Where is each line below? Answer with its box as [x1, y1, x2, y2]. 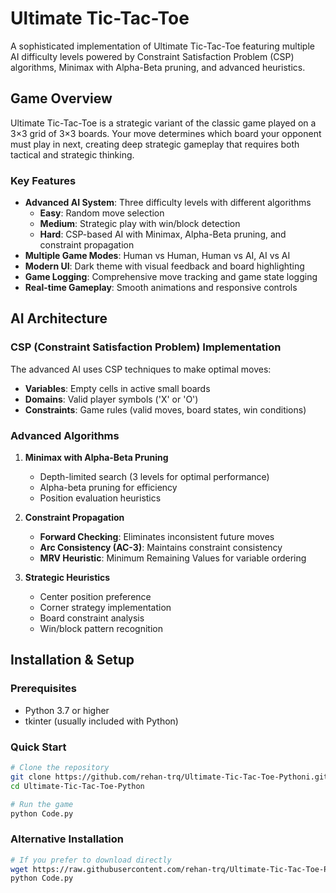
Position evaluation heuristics [39, 492, 162, 504]
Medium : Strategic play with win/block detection [39, 218, 241, 230]
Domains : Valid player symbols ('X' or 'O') [24, 393, 199, 405]
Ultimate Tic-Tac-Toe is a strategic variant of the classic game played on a [10, 117, 317, 129]
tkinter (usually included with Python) [24, 715, 179, 727]
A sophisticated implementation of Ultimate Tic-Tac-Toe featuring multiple [10, 40, 315, 52]
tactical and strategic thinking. [10, 148, 135, 161]
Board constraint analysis [39, 612, 145, 624]
